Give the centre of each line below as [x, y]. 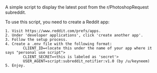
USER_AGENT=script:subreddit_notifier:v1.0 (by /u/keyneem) [86, 61]
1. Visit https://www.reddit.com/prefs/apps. [53, 31]
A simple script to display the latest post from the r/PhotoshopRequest [77, 7]
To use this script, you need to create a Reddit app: [57, 22]
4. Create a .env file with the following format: [59, 44]
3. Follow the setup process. [37, 39]
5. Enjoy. [15, 66]
